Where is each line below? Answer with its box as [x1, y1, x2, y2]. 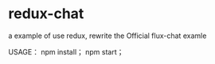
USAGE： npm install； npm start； [8, 47, 124, 56]
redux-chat [8, 5, 84, 23]
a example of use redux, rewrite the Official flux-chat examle [8, 31, 207, 40]
